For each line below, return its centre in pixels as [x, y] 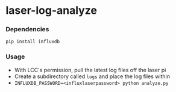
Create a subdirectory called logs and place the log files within [92, 76]
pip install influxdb [33, 42]
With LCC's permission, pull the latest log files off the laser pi [90, 70]
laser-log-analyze [52, 11]
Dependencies [27, 29]
